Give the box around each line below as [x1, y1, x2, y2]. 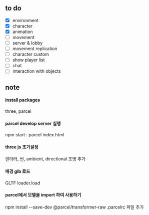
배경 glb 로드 [5, 168, 30, 174]
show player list [12, 57, 45, 63]
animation [12, 29, 33, 35]
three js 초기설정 [5, 144, 38, 150]
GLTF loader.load [5, 180, 40, 186]
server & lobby [12, 40, 43, 46]
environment [12, 17, 39, 23]
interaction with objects [12, 68, 61, 74]
